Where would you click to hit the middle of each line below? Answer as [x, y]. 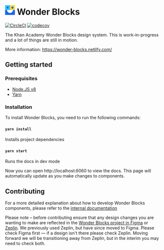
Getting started [29, 65]
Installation [19, 107]
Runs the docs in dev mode [32, 161]
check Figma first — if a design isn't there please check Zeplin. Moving [76, 233]
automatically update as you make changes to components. [65, 176]
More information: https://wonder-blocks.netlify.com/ [59, 49]
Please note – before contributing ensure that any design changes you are [80, 218]
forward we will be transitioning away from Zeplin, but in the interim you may [82, 238]
